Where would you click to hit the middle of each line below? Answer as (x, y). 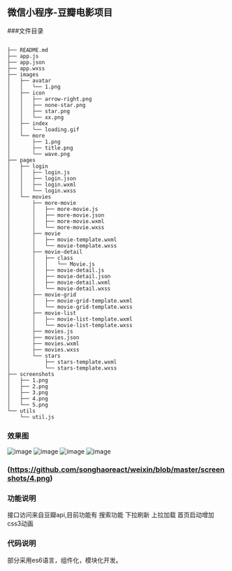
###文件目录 (26, 31)
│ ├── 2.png (28, 386)
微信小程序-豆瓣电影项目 (60, 13)
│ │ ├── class (40, 258)
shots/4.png (29, 479)
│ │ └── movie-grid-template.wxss (70, 307)
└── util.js (37, 417)
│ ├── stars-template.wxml (62, 362)
